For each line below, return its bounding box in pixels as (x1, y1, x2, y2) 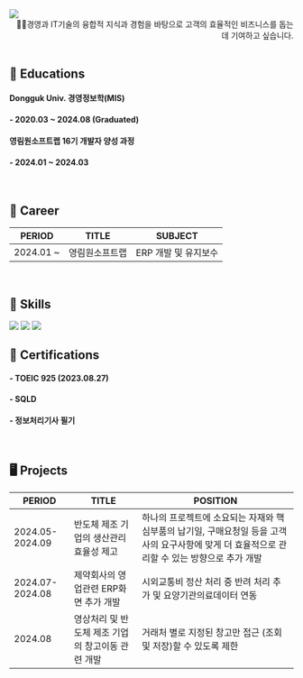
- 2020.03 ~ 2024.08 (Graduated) (9, 114, 140, 124)
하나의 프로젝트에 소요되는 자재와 (142, 511, 274, 524)
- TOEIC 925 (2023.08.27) (9, 372, 110, 383)
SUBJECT (156, 230, 198, 243)
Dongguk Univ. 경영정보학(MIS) (9, 92, 125, 103)
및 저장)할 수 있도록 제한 (142, 639, 239, 652)
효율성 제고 (73, 545, 119, 557)
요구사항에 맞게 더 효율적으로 (161, 538, 277, 551)
